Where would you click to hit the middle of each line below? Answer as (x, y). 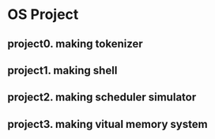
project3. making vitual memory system (107, 124)
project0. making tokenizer (75, 44)
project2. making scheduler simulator (102, 98)
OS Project (43, 15)
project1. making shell (62, 70)
